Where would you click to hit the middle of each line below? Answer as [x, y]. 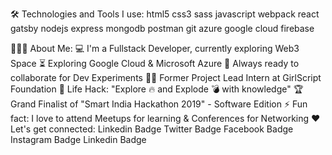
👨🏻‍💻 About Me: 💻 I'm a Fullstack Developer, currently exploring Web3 [155, 48]
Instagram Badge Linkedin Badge [78, 139]
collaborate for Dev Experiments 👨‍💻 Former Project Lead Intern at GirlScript [166, 77]
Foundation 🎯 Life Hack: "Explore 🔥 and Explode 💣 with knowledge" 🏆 [157, 89]
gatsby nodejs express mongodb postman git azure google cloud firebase [162, 28]
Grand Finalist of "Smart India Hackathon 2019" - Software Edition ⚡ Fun [159, 104]
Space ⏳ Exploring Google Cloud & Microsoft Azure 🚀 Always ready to [155, 63]
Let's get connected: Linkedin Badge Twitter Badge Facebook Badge [152, 129]
